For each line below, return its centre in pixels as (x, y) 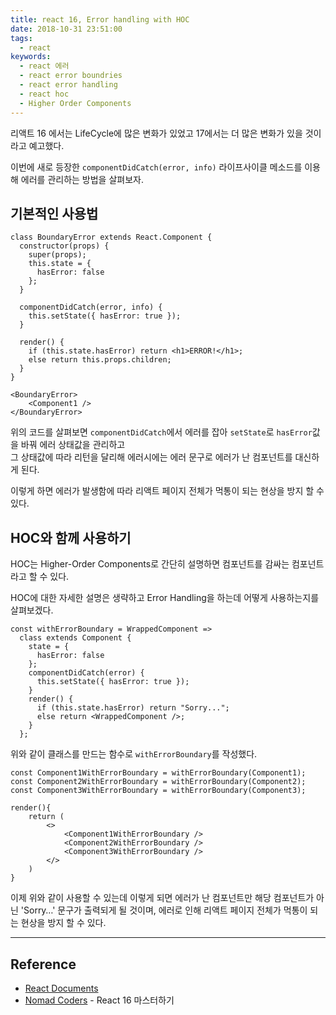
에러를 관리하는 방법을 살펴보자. (82, 179)
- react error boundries (71, 76)
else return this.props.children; (100, 360)
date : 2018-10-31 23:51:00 (66, 29)
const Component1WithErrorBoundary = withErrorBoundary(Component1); (158, 773)
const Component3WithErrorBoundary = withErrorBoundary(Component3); (158, 791)
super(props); (57, 255)
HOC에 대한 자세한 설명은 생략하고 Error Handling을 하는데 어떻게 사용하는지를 (165, 598)
